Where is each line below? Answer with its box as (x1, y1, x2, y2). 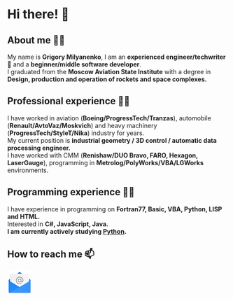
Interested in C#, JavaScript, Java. (7, 220, 109, 228)
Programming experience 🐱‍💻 (7, 186, 135, 198)
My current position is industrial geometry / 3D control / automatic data (7, 136, 217, 144)
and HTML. (7, 212, 41, 220)
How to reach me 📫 (7, 248, 95, 260)
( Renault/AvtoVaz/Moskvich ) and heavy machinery (7, 121, 157, 129)
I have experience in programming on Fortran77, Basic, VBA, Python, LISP (7, 204, 223, 213)
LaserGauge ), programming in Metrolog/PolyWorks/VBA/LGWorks (7, 158, 204, 167)
